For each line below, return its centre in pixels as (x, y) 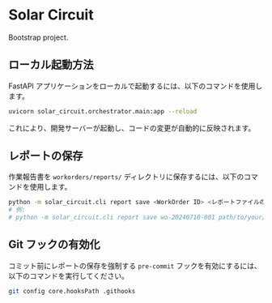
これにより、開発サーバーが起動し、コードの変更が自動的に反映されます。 (132, 128)
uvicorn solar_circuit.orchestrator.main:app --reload (103, 111)
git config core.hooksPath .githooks (72, 291)
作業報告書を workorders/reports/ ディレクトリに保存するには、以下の (126, 177)
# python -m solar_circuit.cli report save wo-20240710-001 (112, 218)
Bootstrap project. (38, 37)
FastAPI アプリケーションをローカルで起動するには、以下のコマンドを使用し (136, 86)
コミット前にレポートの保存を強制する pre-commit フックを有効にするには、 (135, 266)
